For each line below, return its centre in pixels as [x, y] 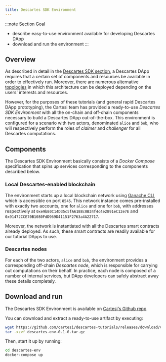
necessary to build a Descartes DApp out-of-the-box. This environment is [80, 118]
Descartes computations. [31, 134]
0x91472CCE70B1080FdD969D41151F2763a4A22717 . [52, 216]
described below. [23, 172]
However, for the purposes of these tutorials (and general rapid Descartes [80, 102]
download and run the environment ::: [50, 44]
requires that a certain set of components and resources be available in [78, 77]
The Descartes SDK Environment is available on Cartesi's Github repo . [77, 309]
